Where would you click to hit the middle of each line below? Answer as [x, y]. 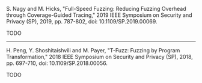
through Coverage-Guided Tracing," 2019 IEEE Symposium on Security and [99, 15]
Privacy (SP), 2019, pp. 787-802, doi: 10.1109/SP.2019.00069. [82, 21]
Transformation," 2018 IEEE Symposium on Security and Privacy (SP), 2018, [100, 57]
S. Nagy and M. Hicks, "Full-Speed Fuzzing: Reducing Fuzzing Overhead [96, 9]
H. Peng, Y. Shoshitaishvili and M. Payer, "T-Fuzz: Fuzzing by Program [93, 50]
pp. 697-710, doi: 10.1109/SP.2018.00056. [57, 63]
